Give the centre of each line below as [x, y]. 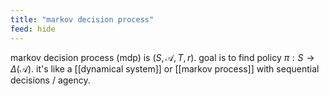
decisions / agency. [50, 80]
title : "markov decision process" [82, 19]
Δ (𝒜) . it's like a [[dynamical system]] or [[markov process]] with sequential [165, 68]
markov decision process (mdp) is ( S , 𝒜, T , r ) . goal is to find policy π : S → [162, 57]
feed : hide [33, 29]
